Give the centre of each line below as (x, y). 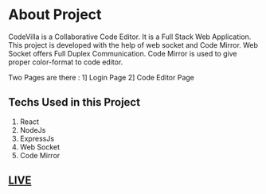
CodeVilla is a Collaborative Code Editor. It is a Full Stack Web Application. (130, 37)
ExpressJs (37, 138)
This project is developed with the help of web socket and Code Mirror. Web (133, 45)
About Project (55, 15)
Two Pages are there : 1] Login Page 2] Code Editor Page (102, 77)
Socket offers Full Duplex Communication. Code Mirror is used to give (123, 53)
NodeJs (33, 130)
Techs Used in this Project (74, 102)
